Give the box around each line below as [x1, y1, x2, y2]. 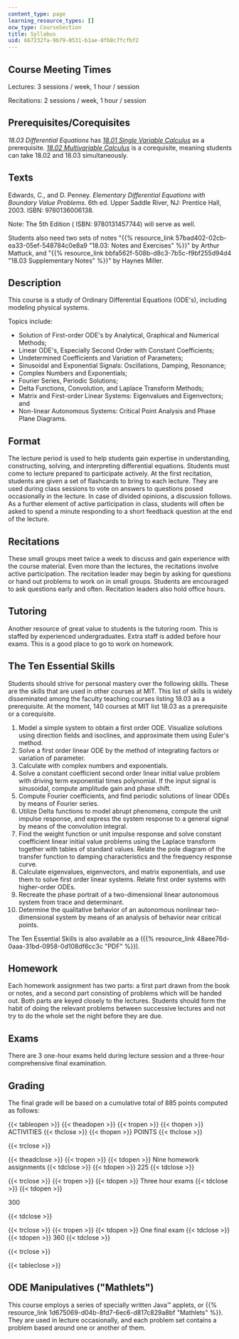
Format [8, 435, 41, 447]
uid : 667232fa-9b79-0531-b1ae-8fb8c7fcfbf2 [8, 37, 139, 44]
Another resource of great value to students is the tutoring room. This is [8, 624, 218, 632]
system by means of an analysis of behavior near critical [55, 913, 221, 921]
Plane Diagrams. [18, 415, 67, 423]
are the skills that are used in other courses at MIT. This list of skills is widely [8, 687, 233, 695]
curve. [18, 859, 38, 868]
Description [8, 276, 61, 289]
